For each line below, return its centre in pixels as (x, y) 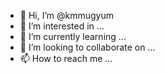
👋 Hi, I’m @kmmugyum (67, 15)
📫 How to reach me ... (66, 58)
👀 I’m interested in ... (62, 26)
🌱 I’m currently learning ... (73, 36)
